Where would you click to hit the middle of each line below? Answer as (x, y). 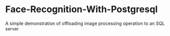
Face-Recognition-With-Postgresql (81, 9)
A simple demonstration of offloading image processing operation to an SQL (85, 23)
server (12, 28)
